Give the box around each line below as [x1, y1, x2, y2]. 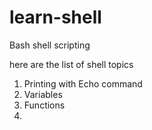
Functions [23, 99, 66, 111]
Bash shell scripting [9, 39, 91, 51]
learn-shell [9, 6, 102, 29]
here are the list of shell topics [9, 58, 134, 70]
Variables [23, 88, 63, 100]
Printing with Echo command [23, 77, 143, 90]
